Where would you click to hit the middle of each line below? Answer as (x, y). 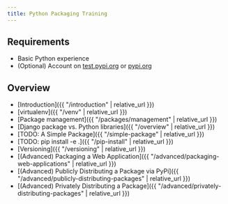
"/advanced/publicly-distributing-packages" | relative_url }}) (104, 179)
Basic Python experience (53, 58)
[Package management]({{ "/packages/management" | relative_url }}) (117, 120)
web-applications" (44, 164)
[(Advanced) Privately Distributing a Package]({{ (87, 186)
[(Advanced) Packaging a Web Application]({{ (83, 157)
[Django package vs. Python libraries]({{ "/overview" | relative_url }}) (116, 127)
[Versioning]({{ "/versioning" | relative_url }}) (82, 149)
